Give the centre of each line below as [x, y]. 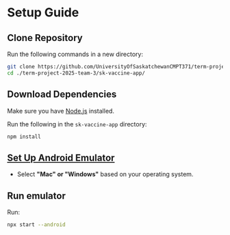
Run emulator [37, 196]
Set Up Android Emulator [61, 157]
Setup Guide [43, 13]
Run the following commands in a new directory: [75, 54]
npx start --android [37, 225]
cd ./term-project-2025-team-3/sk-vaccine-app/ [76, 73]
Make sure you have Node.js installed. [61, 111]
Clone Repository [45, 38]
